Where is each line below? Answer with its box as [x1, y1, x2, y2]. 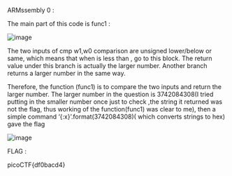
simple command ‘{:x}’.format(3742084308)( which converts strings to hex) [7, 112, 226, 121]
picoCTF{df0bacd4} [7, 161, 66, 169]
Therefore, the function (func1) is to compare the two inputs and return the [7, 83, 222, 90]
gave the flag [7, 120, 45, 128]
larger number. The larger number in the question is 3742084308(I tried [7, 90, 214, 98]
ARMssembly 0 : [7, 6, 55, 14]
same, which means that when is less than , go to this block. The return [7, 54, 212, 62]
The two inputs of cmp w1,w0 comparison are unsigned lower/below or [7, 47, 212, 55]
